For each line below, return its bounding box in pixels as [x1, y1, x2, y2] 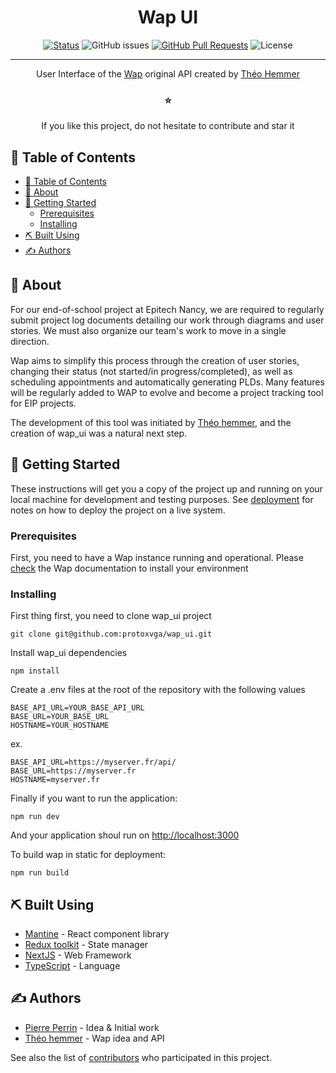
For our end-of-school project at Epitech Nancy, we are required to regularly [10, 303, 325, 315]
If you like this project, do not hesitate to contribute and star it [41, 120, 295, 132]
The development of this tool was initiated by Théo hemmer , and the [10, 416, 292, 428]
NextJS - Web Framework [24, 949, 132, 961]
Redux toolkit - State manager [24, 939, 149, 951]
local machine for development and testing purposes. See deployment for [10, 493, 314, 505]
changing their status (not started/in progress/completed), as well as [10, 365, 293, 377]
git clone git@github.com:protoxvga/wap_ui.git [10, 629, 213, 640]
